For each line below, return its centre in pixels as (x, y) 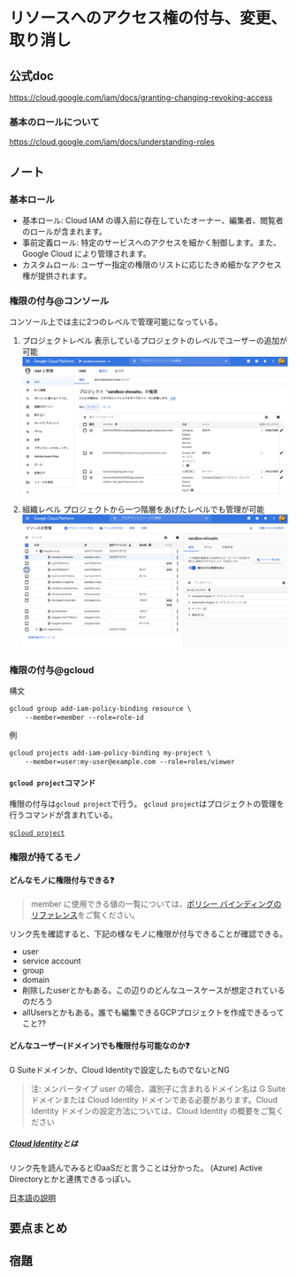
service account (51, 961)
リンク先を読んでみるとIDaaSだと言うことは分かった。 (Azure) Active (136, 1168)
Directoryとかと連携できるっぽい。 (72, 1179)
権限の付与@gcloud (52, 669)
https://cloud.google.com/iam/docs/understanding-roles (112, 142)
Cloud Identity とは (44, 1144)
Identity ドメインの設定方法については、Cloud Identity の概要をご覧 (153, 1110)
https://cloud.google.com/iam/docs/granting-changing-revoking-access (141, 97)
